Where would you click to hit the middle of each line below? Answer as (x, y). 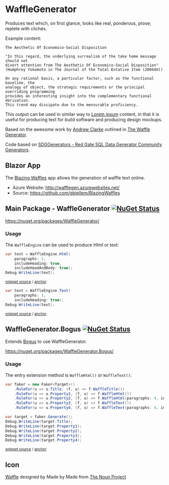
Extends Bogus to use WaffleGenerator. (46, 341)
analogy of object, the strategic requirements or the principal (75, 87)
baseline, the (20, 83)
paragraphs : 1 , (30, 296)
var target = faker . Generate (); (39, 417)
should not (17, 61)
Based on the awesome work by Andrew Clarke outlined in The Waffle (78, 129)
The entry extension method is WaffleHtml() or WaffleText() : (69, 375)
